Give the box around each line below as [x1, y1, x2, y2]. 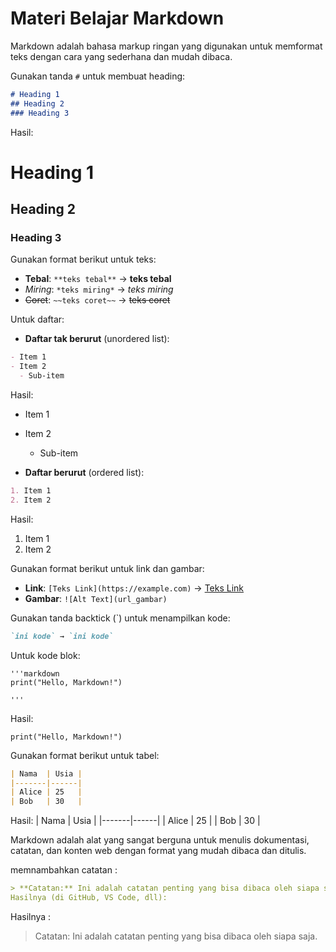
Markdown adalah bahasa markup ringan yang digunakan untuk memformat [10, 40, 323, 52]
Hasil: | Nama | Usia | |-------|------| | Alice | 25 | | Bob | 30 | [10, 815, 261, 827]
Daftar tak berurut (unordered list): [24, 333, 170, 345]
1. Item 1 [10, 486, 52, 496]
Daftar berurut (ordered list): [24, 467, 145, 479]
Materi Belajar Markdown [10, 7, 225, 30]
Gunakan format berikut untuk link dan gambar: [10, 562, 205, 574]
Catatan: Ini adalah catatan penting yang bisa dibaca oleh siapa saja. [34, 930, 318, 942]
